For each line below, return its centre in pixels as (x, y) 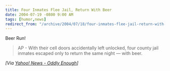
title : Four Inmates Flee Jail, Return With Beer (59, 10)
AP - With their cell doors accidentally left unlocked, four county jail (88, 48)
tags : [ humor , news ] (26, 19)
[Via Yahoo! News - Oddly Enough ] (42, 63)
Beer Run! (16, 38)
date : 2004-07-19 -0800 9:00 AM (39, 15)
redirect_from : (21, 24)
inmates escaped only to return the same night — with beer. (80, 53)
